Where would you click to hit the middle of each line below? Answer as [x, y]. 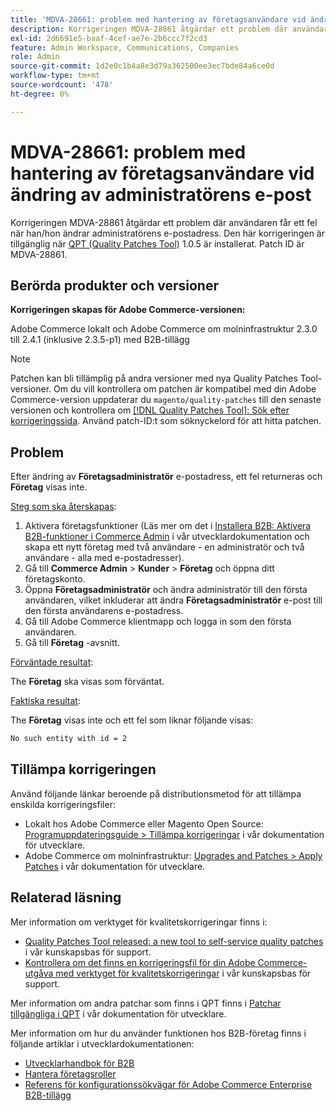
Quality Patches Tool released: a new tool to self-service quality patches [174, 941]
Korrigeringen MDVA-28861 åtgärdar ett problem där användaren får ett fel [164, 222]
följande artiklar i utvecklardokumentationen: [102, 1043]
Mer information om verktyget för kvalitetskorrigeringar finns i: [139, 922]
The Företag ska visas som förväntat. [87, 682]
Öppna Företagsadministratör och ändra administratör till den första [166, 590]
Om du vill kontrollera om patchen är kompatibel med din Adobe [185, 389]
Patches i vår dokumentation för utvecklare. [115, 866]
